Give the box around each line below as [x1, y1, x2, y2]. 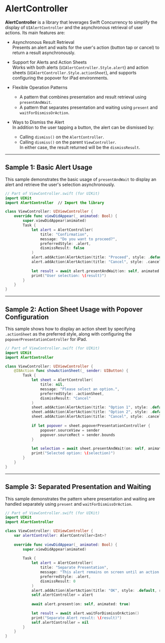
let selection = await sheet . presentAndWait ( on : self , [31, 446, 146, 451]
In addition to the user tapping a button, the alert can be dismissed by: [12, 124, 155, 130]
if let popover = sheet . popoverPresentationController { [31, 423, 151, 428]
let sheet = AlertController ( [31, 377, 93, 383]
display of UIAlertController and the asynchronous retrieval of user [5, 24, 143, 30]
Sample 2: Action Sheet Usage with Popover [5, 305, 143, 313]
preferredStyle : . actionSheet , [40, 391, 105, 396]
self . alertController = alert [31, 592, 93, 598]
